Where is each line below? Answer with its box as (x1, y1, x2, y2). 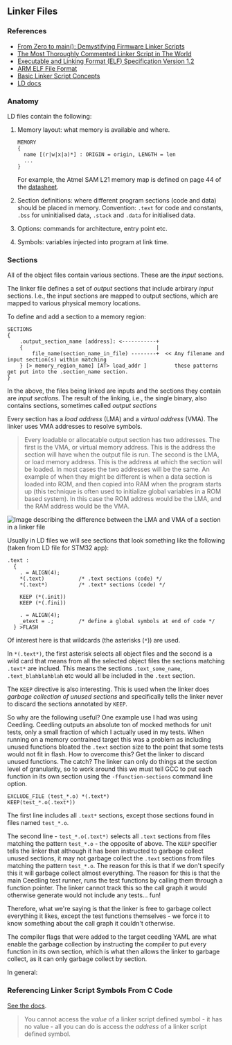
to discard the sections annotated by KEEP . (7, 700, 128, 708)
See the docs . (7, 1001, 47, 1010)
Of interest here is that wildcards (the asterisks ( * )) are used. (7, 636, 181, 645)
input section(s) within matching (7, 357, 107, 364)
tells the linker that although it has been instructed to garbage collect (7, 847, 204, 856)
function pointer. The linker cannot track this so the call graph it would (7, 884, 208, 892)
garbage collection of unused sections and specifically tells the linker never (7, 693, 224, 701)
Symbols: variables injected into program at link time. (17, 237, 169, 246)
